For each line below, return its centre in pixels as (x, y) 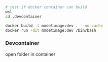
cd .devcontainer (24, 16)
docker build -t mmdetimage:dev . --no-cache (54, 26)
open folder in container (30, 54)
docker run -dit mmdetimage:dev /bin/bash (51, 30)
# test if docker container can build (46, 7)
